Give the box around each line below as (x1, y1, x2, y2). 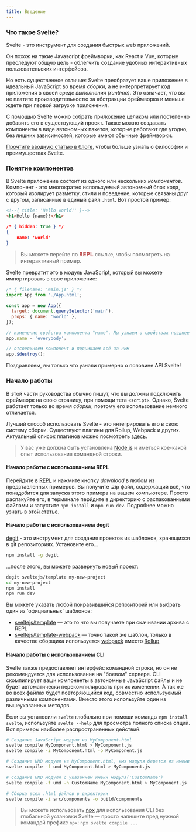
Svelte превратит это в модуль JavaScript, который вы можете (6, 269, 163, 276)
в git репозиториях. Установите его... (6, 540, 98, 547)
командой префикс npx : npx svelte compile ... (20, 819, 139, 826)
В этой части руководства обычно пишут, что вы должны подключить (6, 390, 181, 397)
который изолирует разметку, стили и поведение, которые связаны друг (6, 190, 189, 197)
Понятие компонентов (6, 164, 74, 172)
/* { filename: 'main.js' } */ (6, 286, 82, 293)
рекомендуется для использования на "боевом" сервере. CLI (6, 670, 161, 677)
